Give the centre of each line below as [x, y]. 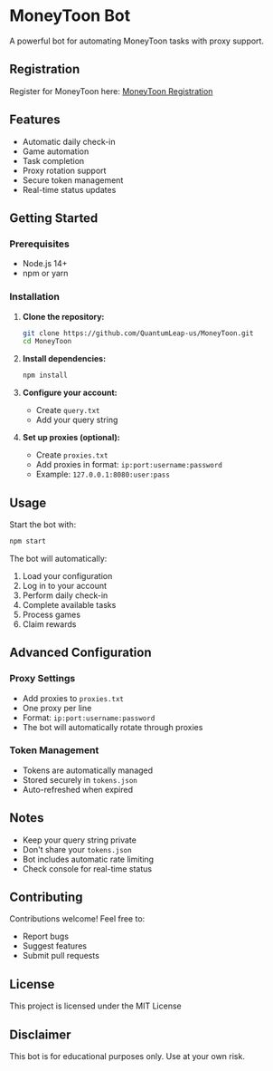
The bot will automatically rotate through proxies [113, 727]
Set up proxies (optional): [71, 438]
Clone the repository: [63, 316]
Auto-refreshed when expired [78, 789]
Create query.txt [68, 410]
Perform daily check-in [65, 595]
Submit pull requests [61, 956]
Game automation [56, 151]
